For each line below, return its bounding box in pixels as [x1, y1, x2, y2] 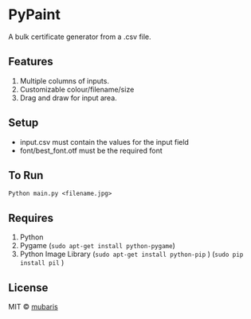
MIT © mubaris [8, 302, 58, 311]
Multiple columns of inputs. [19, 76, 110, 85]
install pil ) [19, 258, 65, 267]
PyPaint [8, 6, 61, 24]
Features [8, 55, 53, 68]
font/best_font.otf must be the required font [19, 146, 163, 155]
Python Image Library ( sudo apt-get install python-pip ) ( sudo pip [19, 249, 244, 259]
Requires [8, 211, 54, 224]
